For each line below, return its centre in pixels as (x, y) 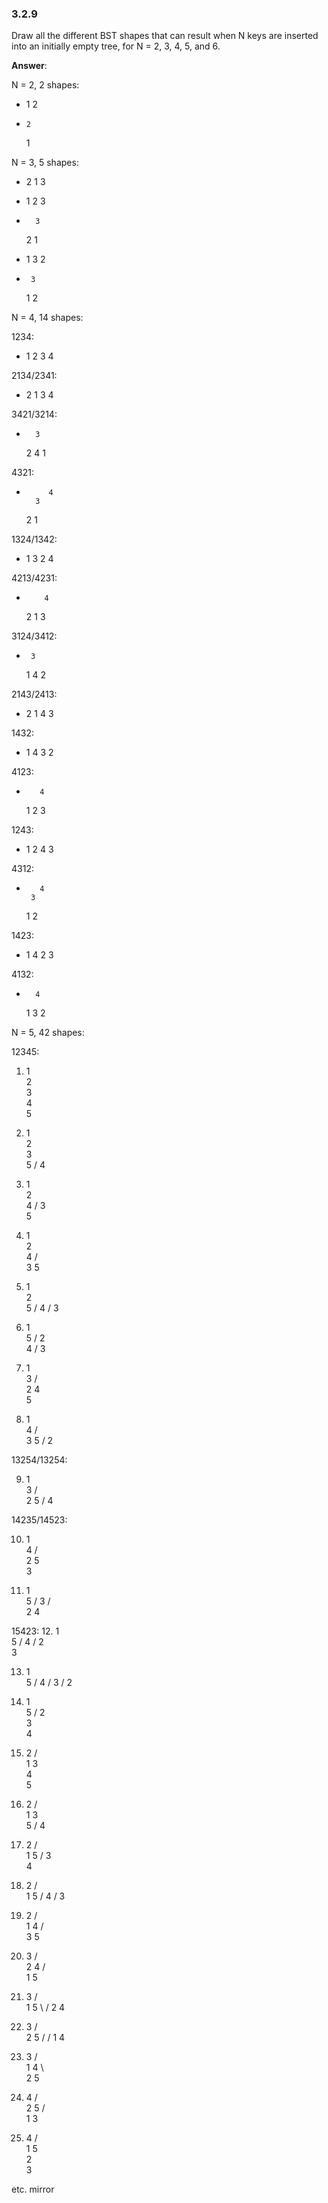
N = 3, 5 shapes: (45, 163)
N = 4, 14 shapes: (47, 318)
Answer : (29, 66)
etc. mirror (33, 2189)
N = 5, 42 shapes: (48, 1033)
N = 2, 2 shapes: (45, 85)
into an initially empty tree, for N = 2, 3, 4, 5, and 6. (116, 46)
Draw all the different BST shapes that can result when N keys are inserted (165, 36)
